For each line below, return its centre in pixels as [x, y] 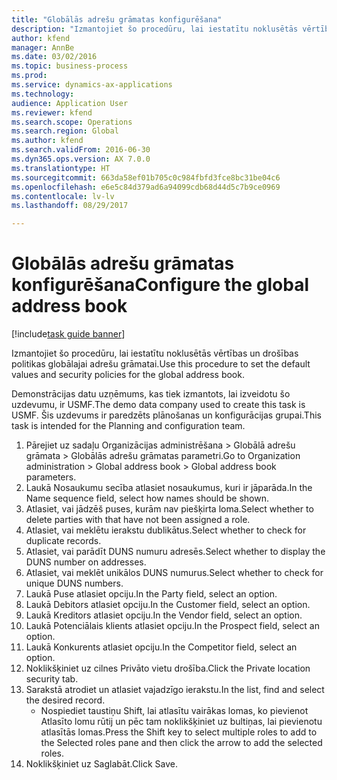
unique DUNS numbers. [74, 583]
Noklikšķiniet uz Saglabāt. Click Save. [101, 764]
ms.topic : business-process [70, 66]
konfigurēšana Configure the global [160, 285]
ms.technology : [43, 94]
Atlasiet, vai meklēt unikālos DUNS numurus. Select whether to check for [174, 573]
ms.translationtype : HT [61, 168]
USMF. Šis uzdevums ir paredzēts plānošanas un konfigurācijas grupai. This [166, 415]
